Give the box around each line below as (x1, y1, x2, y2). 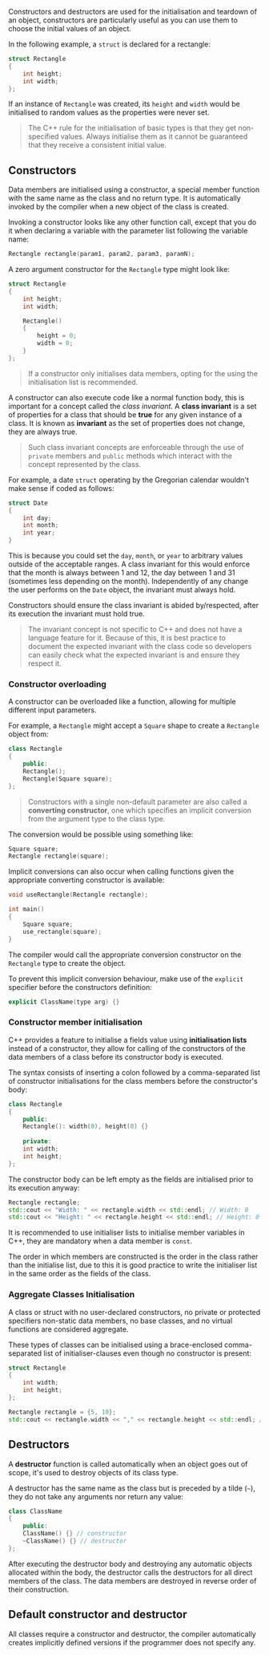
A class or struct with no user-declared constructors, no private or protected (8, 1307, 261, 1316)
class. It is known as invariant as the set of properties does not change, (8, 418, 246, 428)
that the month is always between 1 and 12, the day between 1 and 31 (8, 568, 235, 578)
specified (27, 132, 59, 141)
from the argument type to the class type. (27, 813, 166, 823)
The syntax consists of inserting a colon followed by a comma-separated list (8, 1067, 261, 1077)
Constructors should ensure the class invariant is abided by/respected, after (8, 601, 259, 610)
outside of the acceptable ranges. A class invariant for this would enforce (8, 559, 251, 569)
